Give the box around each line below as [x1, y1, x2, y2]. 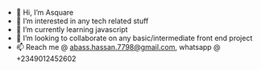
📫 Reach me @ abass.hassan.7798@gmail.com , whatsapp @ [15, 43, 221, 51]
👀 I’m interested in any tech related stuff [15, 16, 149, 26]
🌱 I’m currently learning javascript [15, 25, 128, 34]
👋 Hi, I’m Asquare [15, 8, 74, 17]
